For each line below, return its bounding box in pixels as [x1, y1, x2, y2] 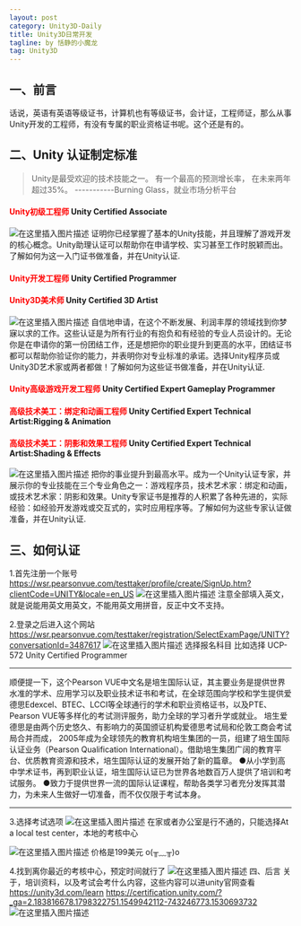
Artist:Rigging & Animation [9, 415, 112, 426]
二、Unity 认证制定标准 [9, 147, 137, 162]
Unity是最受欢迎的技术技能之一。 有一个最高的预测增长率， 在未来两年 [30, 172, 291, 184]
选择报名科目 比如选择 [185, 639, 266, 651]
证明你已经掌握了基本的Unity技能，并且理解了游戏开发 [90, 228, 291, 239]
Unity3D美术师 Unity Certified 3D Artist [9, 295, 159, 306]
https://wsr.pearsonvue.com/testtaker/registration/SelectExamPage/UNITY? [9, 629, 289, 640]
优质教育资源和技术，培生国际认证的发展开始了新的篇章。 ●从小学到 [24, 755, 278, 765]
